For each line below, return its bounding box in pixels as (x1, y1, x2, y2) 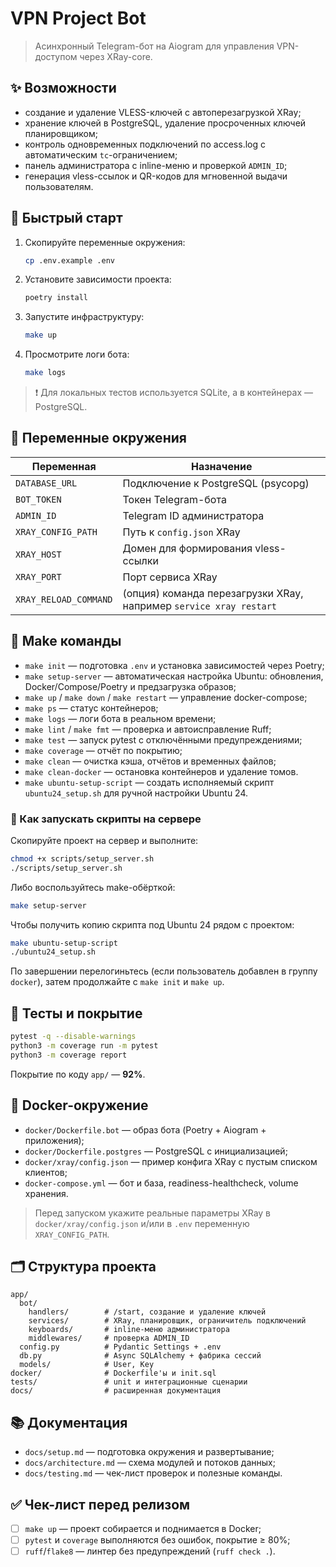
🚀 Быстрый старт (10, 210, 123, 227)
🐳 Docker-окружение (10, 1097, 149, 1114)
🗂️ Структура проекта (10, 1258, 157, 1275)
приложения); (24, 1134, 85, 1146)
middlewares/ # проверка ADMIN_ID (28, 1333, 190, 1344)
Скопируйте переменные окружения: (24, 236, 186, 248)
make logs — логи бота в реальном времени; (24, 712, 217, 724)
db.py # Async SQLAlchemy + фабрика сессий (19, 1351, 262, 1361)
